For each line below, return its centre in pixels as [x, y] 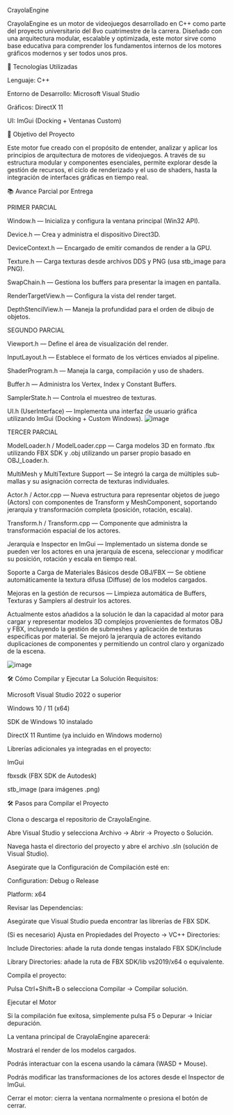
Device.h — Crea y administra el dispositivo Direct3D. [84, 234]
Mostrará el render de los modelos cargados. [72, 1050]
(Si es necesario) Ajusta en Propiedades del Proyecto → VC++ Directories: [114, 935]
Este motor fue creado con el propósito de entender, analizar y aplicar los [112, 148]
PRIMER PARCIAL [32, 207]
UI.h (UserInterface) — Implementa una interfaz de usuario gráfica [102, 411]
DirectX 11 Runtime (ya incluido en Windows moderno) [85, 735]
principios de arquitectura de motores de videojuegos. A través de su [106, 155]
